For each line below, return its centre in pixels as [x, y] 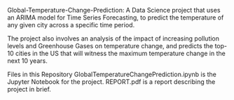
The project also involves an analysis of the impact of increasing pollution [113, 38]
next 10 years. [27, 61]
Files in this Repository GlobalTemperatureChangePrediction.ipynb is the [112, 74]
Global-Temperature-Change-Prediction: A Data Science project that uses [114, 10]
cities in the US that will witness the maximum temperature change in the [120, 53]
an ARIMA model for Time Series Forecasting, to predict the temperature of [116, 17]
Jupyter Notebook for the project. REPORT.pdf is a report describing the [111, 82]
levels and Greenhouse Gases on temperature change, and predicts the [110, 46]
